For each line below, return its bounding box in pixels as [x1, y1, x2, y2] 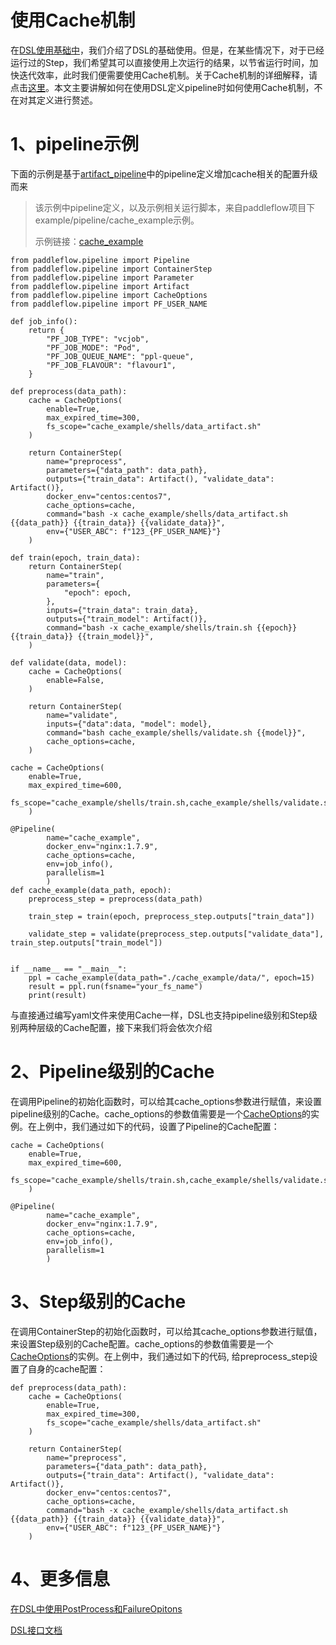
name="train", [46, 570, 105, 580]
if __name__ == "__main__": [10, 964, 128, 974]
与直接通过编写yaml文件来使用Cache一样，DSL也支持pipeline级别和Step [10, 1009, 309, 1021]
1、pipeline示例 [10, 133, 139, 156]
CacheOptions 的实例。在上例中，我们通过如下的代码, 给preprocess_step [10, 1350, 310, 1362]
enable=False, [46, 675, 105, 685]
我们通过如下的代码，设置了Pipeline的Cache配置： [71, 1120, 280, 1132]
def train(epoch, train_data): [10, 552, 141, 563]
